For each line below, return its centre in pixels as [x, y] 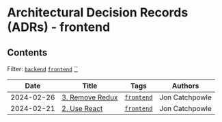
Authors [185, 86]
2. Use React [82, 109]
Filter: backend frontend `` [43, 69]
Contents [27, 52]
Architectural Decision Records [98, 13]
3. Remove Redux [89, 97]
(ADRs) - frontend [59, 27]
